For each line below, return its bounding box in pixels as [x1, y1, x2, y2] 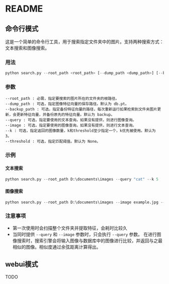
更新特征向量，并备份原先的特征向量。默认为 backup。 [16, 112, 115, 118]
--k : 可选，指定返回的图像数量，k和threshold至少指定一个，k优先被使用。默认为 [5, 128, 156, 134]
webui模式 [5, 260, 39, 269]
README [5, 3, 43, 15]
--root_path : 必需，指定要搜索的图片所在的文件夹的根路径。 [5, 96, 119, 101]
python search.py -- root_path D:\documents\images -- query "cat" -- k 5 [5, 177, 158, 182]
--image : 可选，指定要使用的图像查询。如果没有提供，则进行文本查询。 [5, 123, 137, 128]
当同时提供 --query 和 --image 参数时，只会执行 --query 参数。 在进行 [12, 231, 157, 237]
